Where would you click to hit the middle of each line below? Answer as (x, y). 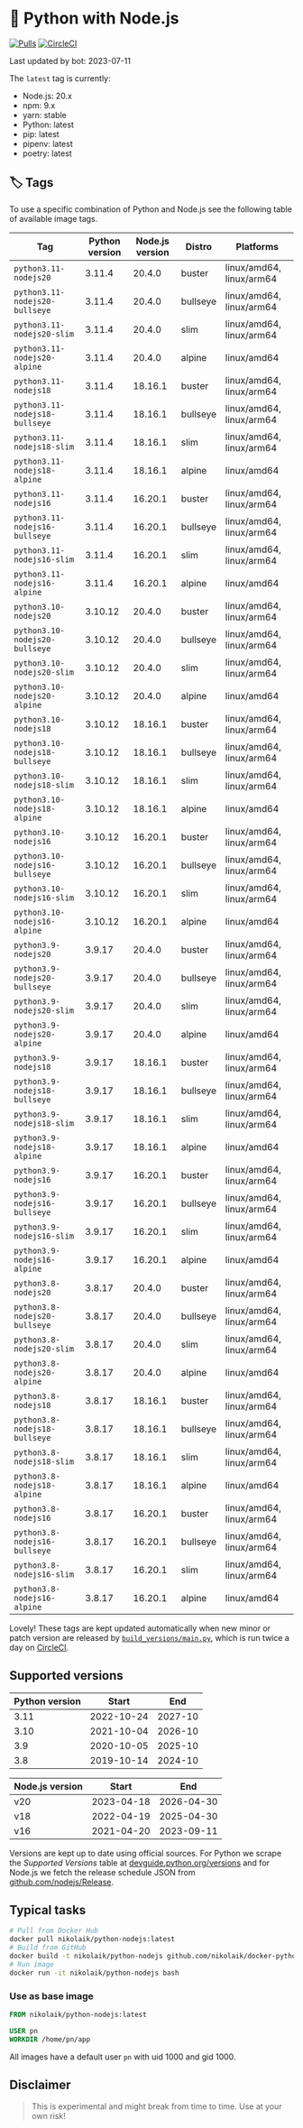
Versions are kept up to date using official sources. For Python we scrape (146, 1853)
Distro (199, 246)
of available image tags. (54, 218)
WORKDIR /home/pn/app (50, 2039)
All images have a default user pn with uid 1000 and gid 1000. (123, 2057)
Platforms (257, 246)
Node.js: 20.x (47, 96)
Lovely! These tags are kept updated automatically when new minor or (140, 1628)
